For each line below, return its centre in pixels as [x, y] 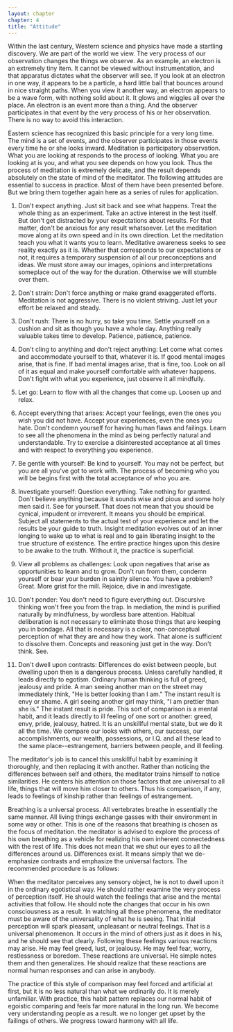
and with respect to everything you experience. [85, 450]
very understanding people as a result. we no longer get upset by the [106, 1013]
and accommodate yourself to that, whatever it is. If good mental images [121, 357]
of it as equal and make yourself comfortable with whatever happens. [117, 371]
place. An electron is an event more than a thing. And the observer [103, 105]
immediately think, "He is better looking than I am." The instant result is [119, 694]
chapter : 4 [24, 20]
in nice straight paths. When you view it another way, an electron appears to [116, 90]
